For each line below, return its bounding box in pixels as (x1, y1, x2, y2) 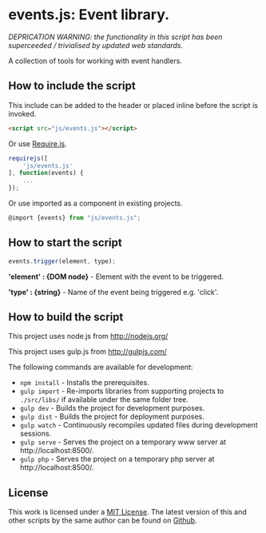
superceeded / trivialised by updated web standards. (8, 40, 184, 50)
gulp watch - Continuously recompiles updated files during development (19, 420, 258, 430)
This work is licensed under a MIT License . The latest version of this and (8, 507, 248, 517)
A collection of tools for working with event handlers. (8, 56, 182, 66)
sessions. (19, 429, 52, 439)
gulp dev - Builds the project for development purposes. (19, 404, 205, 413)
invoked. (8, 109, 37, 118)
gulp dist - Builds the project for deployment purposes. (19, 412, 205, 421)
